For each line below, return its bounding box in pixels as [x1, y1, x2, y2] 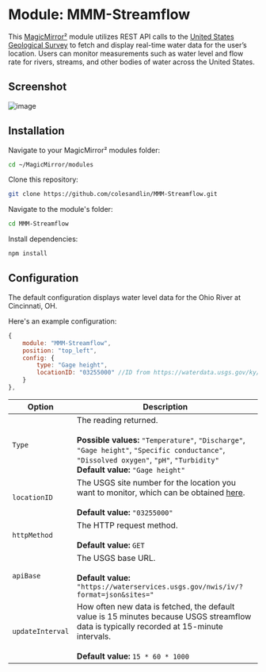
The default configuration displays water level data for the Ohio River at [8, 292, 241, 302]
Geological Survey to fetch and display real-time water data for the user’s [8, 40, 247, 49]
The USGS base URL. [76, 552, 156, 563]
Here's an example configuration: [8, 316, 117, 326]
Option [27, 401, 54, 412]
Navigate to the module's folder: [8, 205, 113, 214]
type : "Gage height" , [36, 361, 108, 370]
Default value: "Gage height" [76, 464, 186, 475]
